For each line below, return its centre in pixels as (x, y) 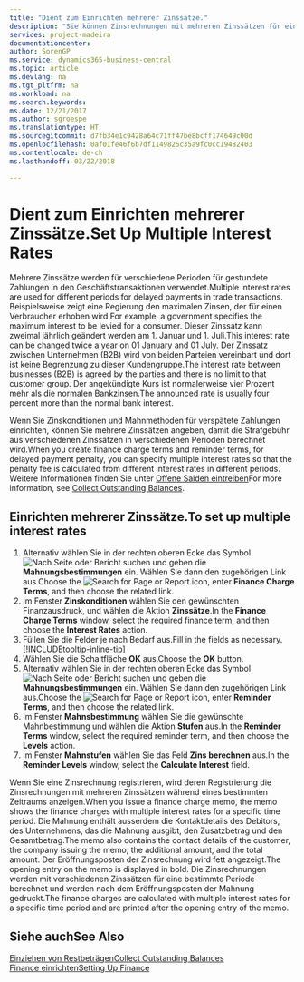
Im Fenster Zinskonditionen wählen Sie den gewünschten (131, 601)
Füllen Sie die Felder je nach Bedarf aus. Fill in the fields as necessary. (152, 640)
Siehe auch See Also (67, 936)
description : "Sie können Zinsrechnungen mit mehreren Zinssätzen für (145, 26)
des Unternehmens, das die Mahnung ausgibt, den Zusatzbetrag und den (146, 830)
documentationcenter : (50, 43)
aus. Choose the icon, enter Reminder (147, 697)
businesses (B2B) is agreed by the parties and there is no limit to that (138, 374)
